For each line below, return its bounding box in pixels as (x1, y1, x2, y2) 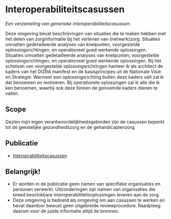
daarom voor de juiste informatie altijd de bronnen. (12, 208, 119, 214)
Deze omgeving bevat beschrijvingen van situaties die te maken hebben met (5, 30, 166, 36)
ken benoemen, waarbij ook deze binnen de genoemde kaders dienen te (5, 84, 158, 91)
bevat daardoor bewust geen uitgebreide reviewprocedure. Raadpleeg (12, 203, 161, 209)
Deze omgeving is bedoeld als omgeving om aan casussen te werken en (12, 197, 165, 203)
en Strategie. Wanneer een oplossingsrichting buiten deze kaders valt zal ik (5, 74, 164, 80)
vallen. (5, 90, 19, 96)
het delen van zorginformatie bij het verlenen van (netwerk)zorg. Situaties (5, 36, 161, 42)
